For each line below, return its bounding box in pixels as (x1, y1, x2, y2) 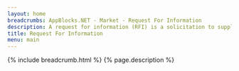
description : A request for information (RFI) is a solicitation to (7, 23, 215, 30)
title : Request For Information (7, 30, 103, 37)
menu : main (7, 37, 40, 44)
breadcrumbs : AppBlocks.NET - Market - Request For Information (7, 17, 202, 24)
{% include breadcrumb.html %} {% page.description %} (7, 56, 175, 64)
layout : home (7, 10, 46, 18)
